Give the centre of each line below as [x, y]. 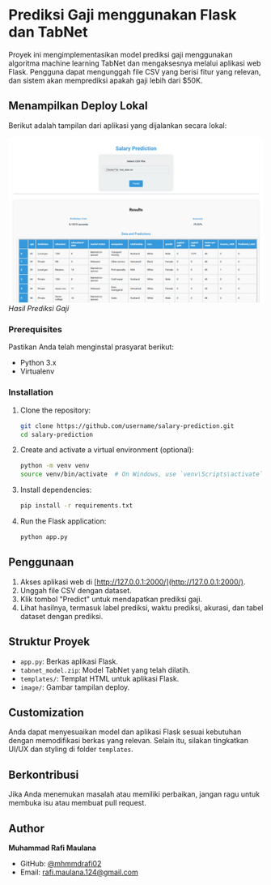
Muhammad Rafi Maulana [53, 848]
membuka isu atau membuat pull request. [78, 803]
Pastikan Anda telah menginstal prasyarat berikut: [91, 347]
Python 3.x [38, 363]
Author [26, 828]
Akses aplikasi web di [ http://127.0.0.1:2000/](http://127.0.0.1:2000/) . [133, 582]
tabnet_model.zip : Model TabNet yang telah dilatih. [105, 669]
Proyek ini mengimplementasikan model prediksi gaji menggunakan [121, 54]
